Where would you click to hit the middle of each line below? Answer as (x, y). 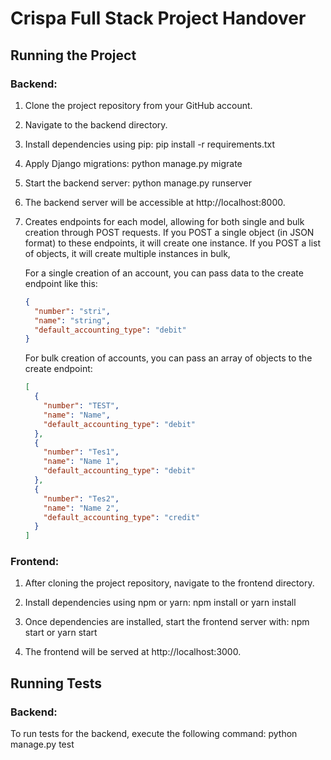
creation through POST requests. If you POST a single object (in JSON (169, 232)
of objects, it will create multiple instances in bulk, (127, 253)
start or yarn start (61, 633)
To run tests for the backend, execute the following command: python (154, 734)
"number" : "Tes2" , (81, 498)
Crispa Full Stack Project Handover (158, 18)
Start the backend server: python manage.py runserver (138, 183)
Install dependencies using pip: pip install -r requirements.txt (150, 144)
